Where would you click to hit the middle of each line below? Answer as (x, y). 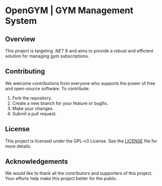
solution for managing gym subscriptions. (47, 56)
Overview (20, 39)
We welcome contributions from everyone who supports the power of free (80, 83)
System (21, 21)
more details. (18, 146)
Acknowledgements (37, 162)
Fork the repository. (32, 98)
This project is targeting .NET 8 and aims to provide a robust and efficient (79, 51)
